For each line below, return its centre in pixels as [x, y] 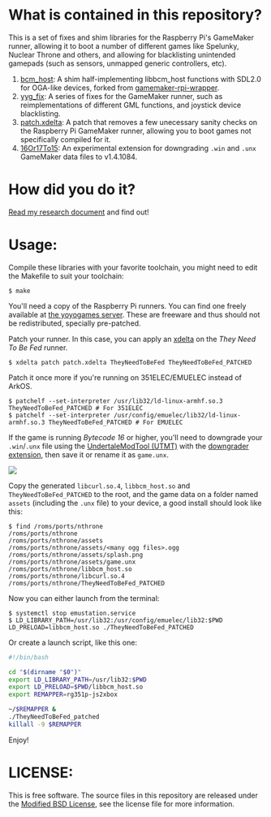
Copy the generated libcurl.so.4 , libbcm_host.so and [99, 486]
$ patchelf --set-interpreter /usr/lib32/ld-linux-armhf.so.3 [116, 401]
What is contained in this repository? [135, 15]
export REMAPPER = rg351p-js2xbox [63, 695]
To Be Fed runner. [38, 348]
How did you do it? [72, 190]
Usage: [33, 245]
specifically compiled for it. [65, 139]
